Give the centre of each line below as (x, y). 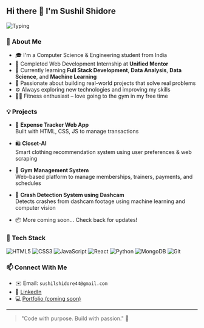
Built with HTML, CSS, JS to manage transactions (77, 132)
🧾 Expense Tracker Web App (52, 125)
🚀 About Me (24, 41)
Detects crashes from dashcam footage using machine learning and (100, 201)
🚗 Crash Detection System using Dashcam (70, 195)
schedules (28, 183)
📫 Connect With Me (37, 267)
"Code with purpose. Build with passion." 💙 (75, 318)
